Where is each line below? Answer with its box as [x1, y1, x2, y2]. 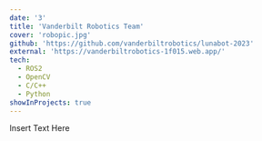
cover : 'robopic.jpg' [9, 30, 92, 39]
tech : [9, 55, 30, 65]
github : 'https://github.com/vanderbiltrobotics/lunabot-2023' [9, 38, 255, 48]
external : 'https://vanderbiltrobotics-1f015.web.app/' [9, 47, 226, 56]
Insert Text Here [9, 123, 70, 134]
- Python [17, 89, 51, 98]
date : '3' [9, 13, 47, 23]
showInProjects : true [9, 97, 92, 107]
